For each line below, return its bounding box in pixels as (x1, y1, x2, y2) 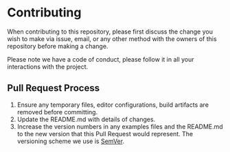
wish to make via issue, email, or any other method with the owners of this (7, 34, 218, 42)
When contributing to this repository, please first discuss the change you (7, 27, 213, 36)
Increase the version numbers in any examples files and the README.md (16, 122, 223, 131)
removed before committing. (16, 107, 98, 116)
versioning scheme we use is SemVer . (16, 137, 125, 145)
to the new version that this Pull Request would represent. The (16, 129, 194, 138)
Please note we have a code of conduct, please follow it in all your (7, 55, 194, 63)
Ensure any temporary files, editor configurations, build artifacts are (16, 101, 209, 109)
